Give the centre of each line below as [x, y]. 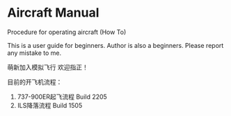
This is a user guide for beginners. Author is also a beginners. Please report [115, 45]
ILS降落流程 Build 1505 [50, 105]
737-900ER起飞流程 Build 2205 [62, 97]
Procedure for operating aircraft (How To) [67, 32]
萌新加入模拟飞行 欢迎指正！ [48, 67]
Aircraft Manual [53, 13]
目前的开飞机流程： [35, 82]
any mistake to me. [34, 53]
